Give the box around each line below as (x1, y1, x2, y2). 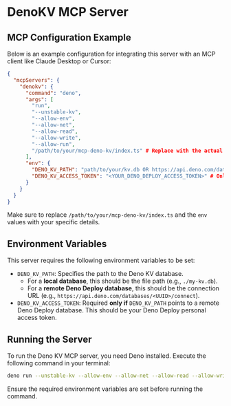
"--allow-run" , (32, 140, 76, 148)
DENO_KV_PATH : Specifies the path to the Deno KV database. (16, 270, 184, 278)
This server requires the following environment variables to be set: (7, 256, 195, 265)
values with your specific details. (7, 218, 100, 226)
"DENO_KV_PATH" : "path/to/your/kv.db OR (32, 167, 149, 173)
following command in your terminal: (7, 359, 111, 367)
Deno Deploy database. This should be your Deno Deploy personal (16, 306, 206, 314)
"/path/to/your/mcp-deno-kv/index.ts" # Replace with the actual (32, 147, 223, 154)
